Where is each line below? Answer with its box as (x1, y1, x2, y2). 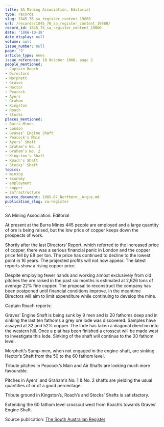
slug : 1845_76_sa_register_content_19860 (5, 16, 91, 21)
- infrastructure (5, 190, 41, 195)
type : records (5, 12, 34, 17)
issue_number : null (5, 44, 45, 49)
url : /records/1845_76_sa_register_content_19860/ (5, 21, 111, 26)
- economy (5, 176, 25, 181)
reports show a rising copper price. (5, 263, 76, 269)
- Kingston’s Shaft (5, 153, 45, 158)
